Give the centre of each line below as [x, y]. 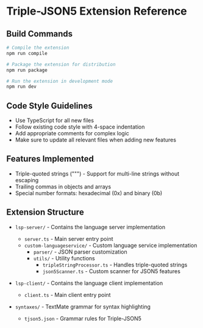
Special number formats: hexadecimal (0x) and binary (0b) [89, 193]
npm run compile [27, 53]
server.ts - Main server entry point [69, 238]
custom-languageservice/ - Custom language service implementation [111, 245]
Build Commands [40, 34]
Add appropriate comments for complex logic [72, 134]
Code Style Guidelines [49, 106]
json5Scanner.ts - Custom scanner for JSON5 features [112, 271]
